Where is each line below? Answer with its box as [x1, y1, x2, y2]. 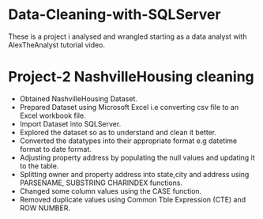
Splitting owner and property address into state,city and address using [19, 169, 250, 179]
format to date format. [19, 144, 92, 153]
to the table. [19, 160, 59, 171]
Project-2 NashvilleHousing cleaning [8, 68, 254, 86]
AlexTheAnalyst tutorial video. [8, 40, 105, 49]
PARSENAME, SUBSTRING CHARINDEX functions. [19, 178, 183, 187]
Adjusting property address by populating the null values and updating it [19, 153, 255, 162]
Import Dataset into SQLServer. [19, 119, 122, 128]
